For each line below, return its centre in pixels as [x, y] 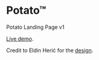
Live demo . [20, 38]
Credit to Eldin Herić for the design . [50, 50]
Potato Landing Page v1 [35, 27]
